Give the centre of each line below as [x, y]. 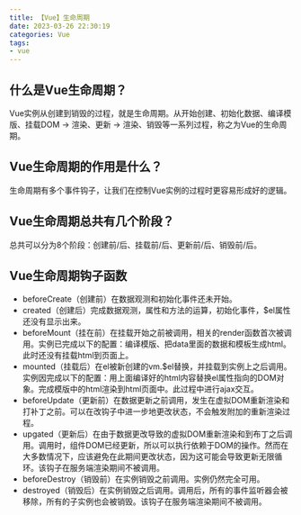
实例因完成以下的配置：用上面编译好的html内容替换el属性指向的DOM [149, 378]
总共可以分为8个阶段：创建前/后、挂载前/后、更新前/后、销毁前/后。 [136, 245]
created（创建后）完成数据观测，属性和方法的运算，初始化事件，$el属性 [156, 311]
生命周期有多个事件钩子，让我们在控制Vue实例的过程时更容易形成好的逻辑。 [150, 190]
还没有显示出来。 [54, 321]
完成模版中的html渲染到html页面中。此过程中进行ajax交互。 [148, 389]
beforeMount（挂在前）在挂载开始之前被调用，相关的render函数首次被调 [157, 333]
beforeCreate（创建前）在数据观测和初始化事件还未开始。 [129, 299]
